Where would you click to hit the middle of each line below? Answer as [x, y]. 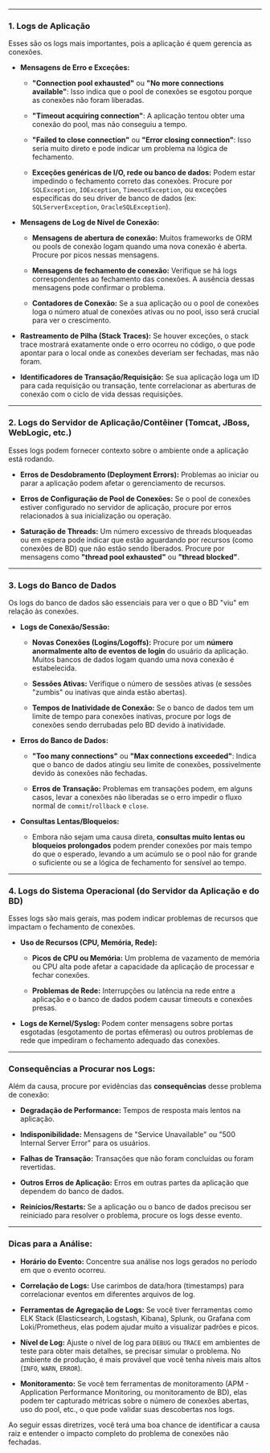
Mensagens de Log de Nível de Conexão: [90, 223]
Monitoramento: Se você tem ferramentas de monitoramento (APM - [134, 1383]
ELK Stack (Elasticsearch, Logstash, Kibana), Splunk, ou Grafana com [135, 1318]
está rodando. [31, 458]
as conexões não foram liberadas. [88, 101]
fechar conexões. [61, 975]
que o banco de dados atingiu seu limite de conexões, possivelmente [146, 764]
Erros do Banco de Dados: [64, 740]
